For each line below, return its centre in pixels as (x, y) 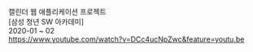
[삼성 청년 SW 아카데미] (46, 22)
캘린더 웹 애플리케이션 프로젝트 (58, 12)
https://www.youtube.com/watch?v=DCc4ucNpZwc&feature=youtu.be (126, 39)
